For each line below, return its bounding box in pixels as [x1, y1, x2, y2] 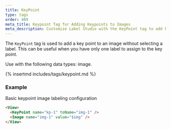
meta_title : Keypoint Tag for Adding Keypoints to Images [5, 21, 131, 27]
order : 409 [5, 17, 28, 22]
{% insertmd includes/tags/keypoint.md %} [5, 71, 96, 77]
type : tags [5, 12, 28, 17]
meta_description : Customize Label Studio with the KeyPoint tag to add [5, 27, 163, 32]
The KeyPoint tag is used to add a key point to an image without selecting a [5, 40, 163, 46]
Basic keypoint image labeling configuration [5, 95, 97, 101]
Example [5, 84, 27, 91]
